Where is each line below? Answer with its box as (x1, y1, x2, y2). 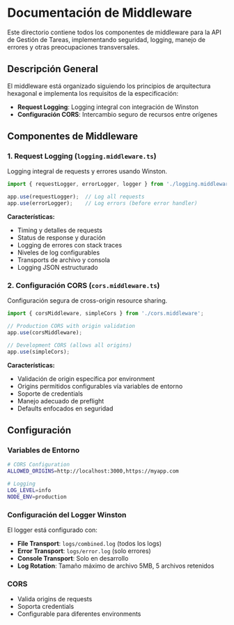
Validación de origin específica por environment (17, 374, 155, 382)
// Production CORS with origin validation (7, 323, 136, 330)
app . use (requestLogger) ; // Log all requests (7, 194, 145, 201)
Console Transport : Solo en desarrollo (17, 554, 129, 563)
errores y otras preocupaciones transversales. (7, 43, 141, 51)
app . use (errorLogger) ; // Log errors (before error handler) (7, 200, 198, 207)
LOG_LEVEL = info (7, 487, 52, 494)
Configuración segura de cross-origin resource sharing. (7, 296, 168, 305)
